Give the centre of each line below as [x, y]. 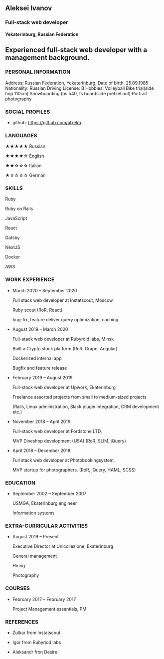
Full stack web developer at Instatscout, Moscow [63, 300]
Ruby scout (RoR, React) [37, 310]
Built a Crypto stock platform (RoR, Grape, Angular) [65, 348]
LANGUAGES [21, 135]
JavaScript [16, 219]
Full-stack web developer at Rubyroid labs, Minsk [63, 339]
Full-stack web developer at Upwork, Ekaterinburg [64, 387]
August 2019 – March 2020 [40, 329]
